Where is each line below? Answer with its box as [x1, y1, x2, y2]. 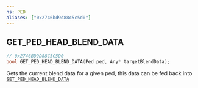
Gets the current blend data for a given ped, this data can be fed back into [6, 70, 193, 77]
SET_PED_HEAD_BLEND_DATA [6, 76, 69, 83]
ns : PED [6, 8, 26, 15]
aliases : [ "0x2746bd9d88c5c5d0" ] [6, 15, 91, 21]
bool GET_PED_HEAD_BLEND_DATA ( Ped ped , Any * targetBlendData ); [6, 59, 171, 65]
